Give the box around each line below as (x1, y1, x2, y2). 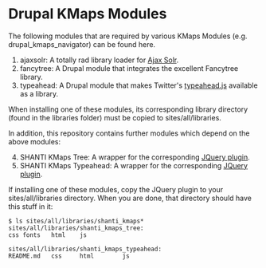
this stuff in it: (8, 201, 53, 211)
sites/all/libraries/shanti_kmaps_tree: (8, 224, 145, 232)
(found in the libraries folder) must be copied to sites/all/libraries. (8, 112, 221, 122)
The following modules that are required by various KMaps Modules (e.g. (8, 31, 248, 41)
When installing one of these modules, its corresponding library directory (8, 104, 248, 114)
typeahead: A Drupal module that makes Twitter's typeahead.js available (19, 81, 258, 90)
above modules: (8, 136, 61, 146)
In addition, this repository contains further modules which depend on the (8, 128, 250, 138)
